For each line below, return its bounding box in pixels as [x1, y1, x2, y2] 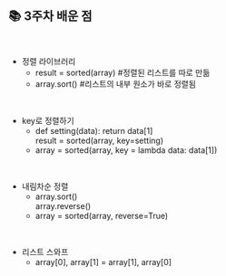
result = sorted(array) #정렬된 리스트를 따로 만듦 [34, 67, 211, 78]
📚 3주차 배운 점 [8, 8, 93, 24]
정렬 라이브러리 [21, 55, 76, 66]
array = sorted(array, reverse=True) [34, 210, 169, 221]
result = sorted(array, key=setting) [34, 135, 164, 146]
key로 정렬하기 [21, 115, 74, 126]
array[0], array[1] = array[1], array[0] [34, 256, 172, 267]
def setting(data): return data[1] [34, 125, 153, 136]
